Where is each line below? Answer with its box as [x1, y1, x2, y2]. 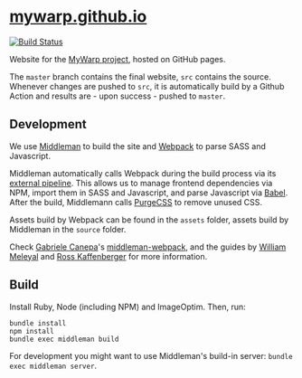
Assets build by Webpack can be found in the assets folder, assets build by [9, 214, 289, 225]
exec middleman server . [9, 360, 98, 371]
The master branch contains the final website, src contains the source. [9, 71, 271, 82]
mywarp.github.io [9, 6, 147, 27]
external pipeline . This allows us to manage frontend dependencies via [9, 177, 273, 188]
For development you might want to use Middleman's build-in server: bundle [9, 350, 293, 361]
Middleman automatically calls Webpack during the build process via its [9, 167, 277, 178]
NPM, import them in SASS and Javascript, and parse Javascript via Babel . [9, 187, 288, 198]
